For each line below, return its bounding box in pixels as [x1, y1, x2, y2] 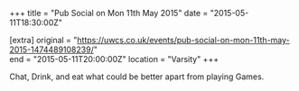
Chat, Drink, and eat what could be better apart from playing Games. [9, 71, 265, 82]
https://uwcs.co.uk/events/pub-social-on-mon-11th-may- [76, 35, 291, 45]
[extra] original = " [9, 35, 78, 45]
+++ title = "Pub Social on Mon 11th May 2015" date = [9, 8, 209, 18]
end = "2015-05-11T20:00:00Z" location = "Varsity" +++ [9, 54, 220, 64]
